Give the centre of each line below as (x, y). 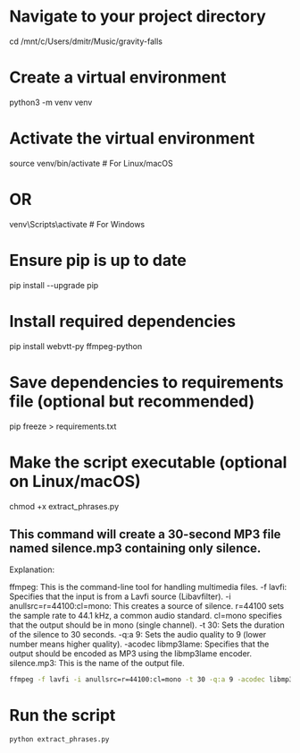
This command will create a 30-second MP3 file (145, 534)
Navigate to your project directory (137, 17)
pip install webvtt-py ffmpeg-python (76, 346)
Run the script (62, 716)
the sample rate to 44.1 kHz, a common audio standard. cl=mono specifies (146, 616)
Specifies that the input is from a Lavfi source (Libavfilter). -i (120, 596)
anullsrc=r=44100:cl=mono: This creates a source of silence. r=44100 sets (147, 606)
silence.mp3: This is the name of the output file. (97, 663)
